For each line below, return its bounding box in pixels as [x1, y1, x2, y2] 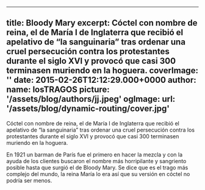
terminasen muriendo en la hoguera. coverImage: [6, 65, 198, 76]
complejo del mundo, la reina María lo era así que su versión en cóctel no [6, 170, 190, 177]
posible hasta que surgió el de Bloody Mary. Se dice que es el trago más [6, 164, 189, 171]
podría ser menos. [6, 177, 52, 184]
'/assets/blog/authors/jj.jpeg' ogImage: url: [6, 94, 176, 104]
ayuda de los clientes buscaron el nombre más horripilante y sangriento [6, 157, 187, 164]
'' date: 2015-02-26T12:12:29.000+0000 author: [6, 75, 196, 85]
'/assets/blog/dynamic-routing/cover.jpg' [6, 104, 170, 114]
